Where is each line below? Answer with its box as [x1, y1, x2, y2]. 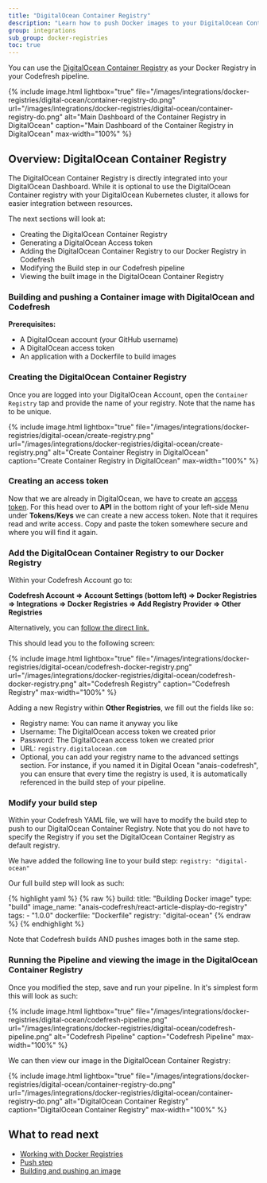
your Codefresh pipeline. [8, 72, 90, 81]
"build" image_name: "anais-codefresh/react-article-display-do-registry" [8, 902, 248, 912]
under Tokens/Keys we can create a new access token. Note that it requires [8, 510, 258, 520]
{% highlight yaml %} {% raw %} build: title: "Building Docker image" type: [8, 894, 253, 903]
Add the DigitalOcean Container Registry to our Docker [8, 547, 225, 558]
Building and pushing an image [19, 1166, 122, 1175]
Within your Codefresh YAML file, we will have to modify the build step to [8, 816, 248, 825]
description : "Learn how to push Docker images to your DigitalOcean [8, 19, 244, 27]
